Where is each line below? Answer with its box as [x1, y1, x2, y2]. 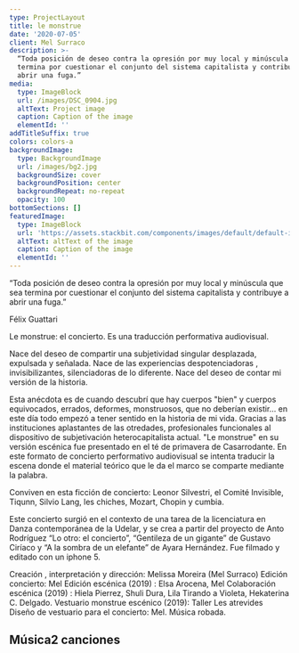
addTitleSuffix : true [9, 129, 90, 138]
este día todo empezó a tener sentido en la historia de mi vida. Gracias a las [9, 413, 287, 423]
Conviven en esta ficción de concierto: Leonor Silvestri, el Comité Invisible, [9, 487, 285, 497]
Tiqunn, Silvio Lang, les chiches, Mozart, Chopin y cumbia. [9, 496, 224, 507]
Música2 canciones [9, 633, 121, 648]
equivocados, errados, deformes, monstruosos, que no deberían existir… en [9, 404, 287, 414]
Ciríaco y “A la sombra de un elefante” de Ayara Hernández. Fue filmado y [9, 543, 280, 552]
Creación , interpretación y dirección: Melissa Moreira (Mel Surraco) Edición [9, 569, 288, 579]
